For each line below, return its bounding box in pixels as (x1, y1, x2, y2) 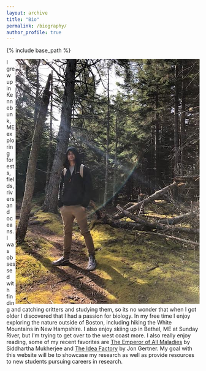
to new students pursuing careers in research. (6, 358, 123, 365)
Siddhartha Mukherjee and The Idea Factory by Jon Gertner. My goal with (6, 345, 193, 352)
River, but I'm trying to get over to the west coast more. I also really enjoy (6, 332, 191, 339)
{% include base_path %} (6, 47, 71, 54)
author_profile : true (6, 29, 62, 36)
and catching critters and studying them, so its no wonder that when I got (11, 306, 197, 313)
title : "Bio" (6, 16, 40, 23)
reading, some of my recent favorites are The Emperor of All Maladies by (6, 339, 190, 346)
